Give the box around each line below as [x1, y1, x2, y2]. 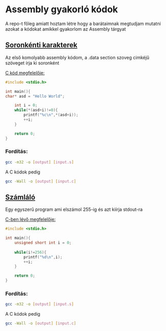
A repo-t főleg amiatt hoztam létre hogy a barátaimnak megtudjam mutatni [5, 20, 161, 27]
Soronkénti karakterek [5, 41, 78, 50]
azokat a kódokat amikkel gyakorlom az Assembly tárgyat [5, 26, 126, 32]
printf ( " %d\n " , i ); [23, 254, 63, 259]
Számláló [5, 193, 36, 202]
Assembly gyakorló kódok [5, 4, 118, 15]
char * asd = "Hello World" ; [5, 94, 65, 99]
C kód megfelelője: [5, 70, 45, 76]
